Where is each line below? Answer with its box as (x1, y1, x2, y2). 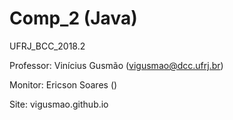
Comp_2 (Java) (9, 7, 138, 30)
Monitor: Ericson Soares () (9, 78, 118, 91)
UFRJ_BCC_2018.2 (9, 40, 86, 52)
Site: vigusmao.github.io (9, 98, 109, 110)
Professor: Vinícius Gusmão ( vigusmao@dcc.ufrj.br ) (9, 59, 224, 71)
